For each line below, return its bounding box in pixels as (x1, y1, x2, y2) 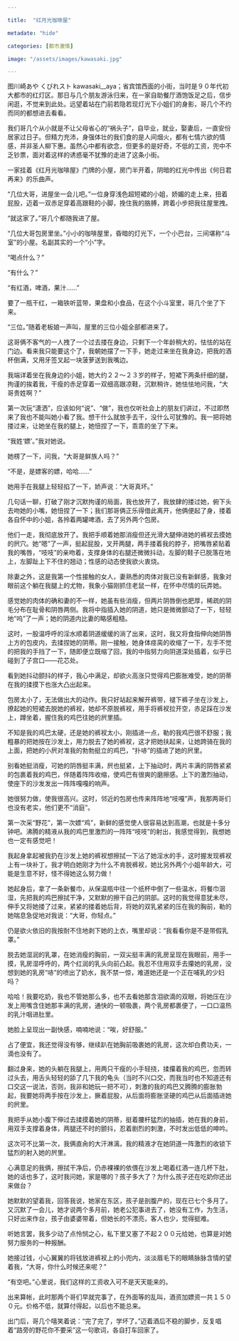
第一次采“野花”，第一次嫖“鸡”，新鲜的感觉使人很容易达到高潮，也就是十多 (7, 818, 224, 827)
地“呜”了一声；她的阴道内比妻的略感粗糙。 (7, 614, 132, 623)
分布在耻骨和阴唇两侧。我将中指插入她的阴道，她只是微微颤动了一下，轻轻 (13, 606, 232, 614)
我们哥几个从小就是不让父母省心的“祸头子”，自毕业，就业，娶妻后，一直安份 (7, 124, 231, 133)
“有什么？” (7, 268, 38, 277)
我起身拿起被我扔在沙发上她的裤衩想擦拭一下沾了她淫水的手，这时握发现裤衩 (7, 852, 232, 860)
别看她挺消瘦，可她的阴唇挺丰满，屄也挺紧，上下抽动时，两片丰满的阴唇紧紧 (7, 761, 232, 770)
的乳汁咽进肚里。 (7, 1010, 58, 1019)
